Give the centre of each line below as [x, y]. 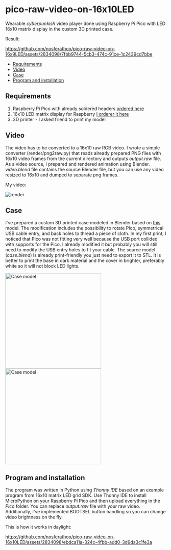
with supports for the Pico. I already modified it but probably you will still [81, 244]
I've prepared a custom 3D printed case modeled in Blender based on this [83, 223]
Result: [13, 39]
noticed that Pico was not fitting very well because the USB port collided [81, 239]
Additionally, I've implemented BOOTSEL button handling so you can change [86, 512]
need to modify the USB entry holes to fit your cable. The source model [80, 250]
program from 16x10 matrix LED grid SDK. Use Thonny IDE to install [76, 495]
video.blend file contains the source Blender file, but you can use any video [85, 169]
